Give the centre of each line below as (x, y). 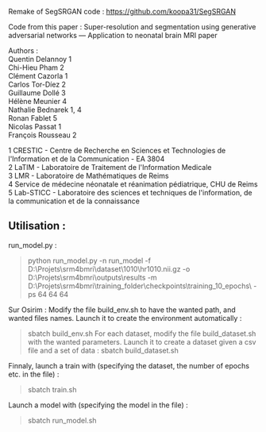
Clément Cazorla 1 (38, 76)
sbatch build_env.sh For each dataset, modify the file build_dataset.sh (142, 334)
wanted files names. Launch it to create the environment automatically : (125, 318)
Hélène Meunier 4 (38, 101)
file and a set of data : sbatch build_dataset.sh (103, 350)
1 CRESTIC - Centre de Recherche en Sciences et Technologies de (117, 150)
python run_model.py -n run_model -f (89, 260)
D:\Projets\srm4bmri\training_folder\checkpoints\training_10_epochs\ (140, 286)
